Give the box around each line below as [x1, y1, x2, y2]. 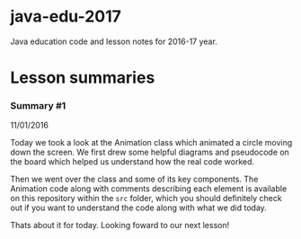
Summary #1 [10, 100, 66, 112]
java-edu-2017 [10, 6, 122, 27]
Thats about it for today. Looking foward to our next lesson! [10, 220, 230, 231]
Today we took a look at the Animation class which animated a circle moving [10, 137, 293, 148]
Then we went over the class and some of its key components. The [10, 173, 259, 185]
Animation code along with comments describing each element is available [10, 183, 288, 194]
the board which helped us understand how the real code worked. [10, 156, 255, 167]
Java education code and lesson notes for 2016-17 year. [10, 36, 218, 47]
